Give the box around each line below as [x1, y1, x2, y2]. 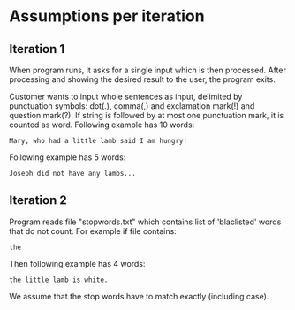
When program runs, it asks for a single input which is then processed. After [9, 64, 287, 75]
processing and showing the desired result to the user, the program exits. [9, 74, 276, 85]
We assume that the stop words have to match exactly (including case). [9, 291, 269, 301]
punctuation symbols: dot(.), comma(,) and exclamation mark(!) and [9, 101, 255, 111]
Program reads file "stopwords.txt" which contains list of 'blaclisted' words [9, 216, 282, 227]
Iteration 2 [9, 193, 68, 208]
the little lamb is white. [9, 276, 109, 284]
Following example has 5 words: [9, 152, 126, 163]
